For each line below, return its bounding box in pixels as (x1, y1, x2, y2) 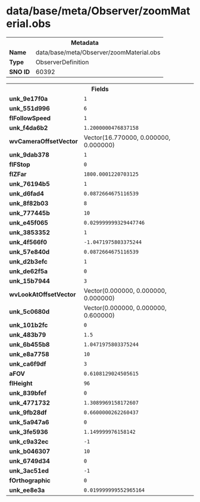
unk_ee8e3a (9, 486, 45, 494)
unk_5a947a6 (9, 418, 49, 426)
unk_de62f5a (9, 267, 48, 276)
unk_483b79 (9, 330, 46, 339)
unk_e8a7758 (9, 350, 49, 358)
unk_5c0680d (9, 307, 50, 316)
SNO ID (9, 68, 30, 76)
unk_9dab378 (9, 151, 49, 159)
